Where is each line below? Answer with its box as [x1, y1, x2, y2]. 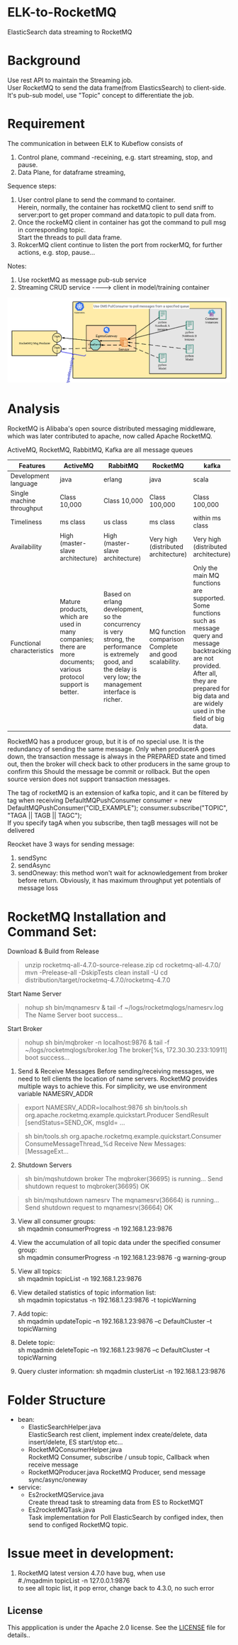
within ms [193, 514, 222, 523]
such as [193, 616, 216, 625]
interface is [103, 688, 137, 696]
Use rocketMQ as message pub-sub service [17, 275, 147, 284]
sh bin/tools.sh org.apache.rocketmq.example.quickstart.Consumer [24, 1132, 222, 1141]
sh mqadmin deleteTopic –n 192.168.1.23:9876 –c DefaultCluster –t [17, 1346, 210, 1355]
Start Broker [7, 1025, 42, 1033]
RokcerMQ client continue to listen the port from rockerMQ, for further [17, 240, 223, 249]
